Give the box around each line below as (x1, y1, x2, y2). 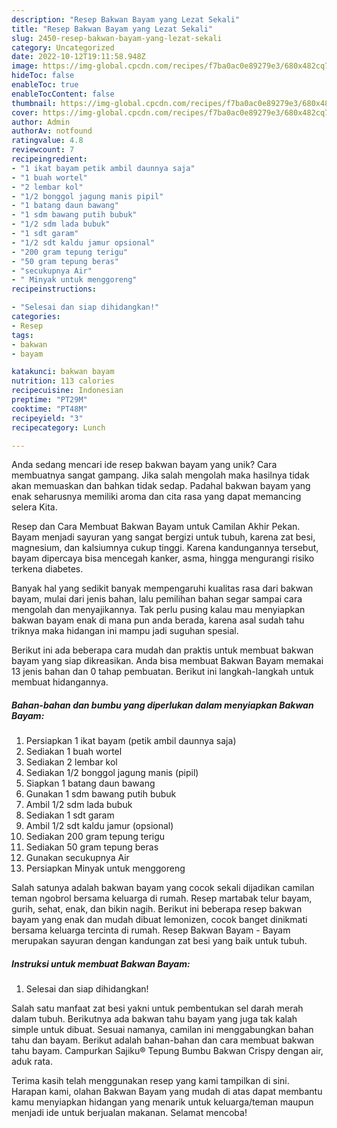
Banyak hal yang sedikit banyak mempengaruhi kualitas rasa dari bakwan (11, 582, 314, 595)
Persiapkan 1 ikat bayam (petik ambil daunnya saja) (25, 735, 237, 747)
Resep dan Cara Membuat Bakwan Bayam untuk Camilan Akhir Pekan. (11, 521, 301, 533)
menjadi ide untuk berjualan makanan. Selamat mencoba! (11, 1107, 248, 1119)
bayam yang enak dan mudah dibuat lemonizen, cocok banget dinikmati (11, 914, 308, 926)
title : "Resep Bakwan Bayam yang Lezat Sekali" (11, 24, 214, 34)
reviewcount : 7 (11, 145, 75, 155)
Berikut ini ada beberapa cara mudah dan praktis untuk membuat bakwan (11, 644, 314, 656)
